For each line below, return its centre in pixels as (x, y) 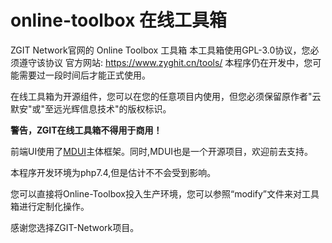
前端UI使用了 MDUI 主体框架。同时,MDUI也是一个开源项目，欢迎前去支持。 (162, 151)
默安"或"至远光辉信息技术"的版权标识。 (91, 108)
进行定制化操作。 (54, 206)
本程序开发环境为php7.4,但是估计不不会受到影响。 (113, 172)
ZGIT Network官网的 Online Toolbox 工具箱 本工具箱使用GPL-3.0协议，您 (160, 50)
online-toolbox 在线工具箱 (119, 20)
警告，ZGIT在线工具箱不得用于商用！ (86, 130)
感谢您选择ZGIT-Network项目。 (75, 227)
